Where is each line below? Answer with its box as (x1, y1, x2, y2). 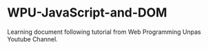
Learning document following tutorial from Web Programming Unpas (7, 28, 201, 36)
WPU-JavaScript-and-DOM (7, 5, 167, 21)
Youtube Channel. (7, 35, 59, 43)
